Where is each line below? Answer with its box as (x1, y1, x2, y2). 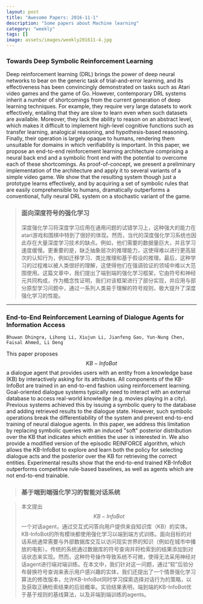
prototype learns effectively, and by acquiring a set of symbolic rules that (6, 180, 188, 187)
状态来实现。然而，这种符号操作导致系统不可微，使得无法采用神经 (26, 553, 191, 560)
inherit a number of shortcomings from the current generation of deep (6, 96, 181, 103)
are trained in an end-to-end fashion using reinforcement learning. (25, 382, 192, 389)
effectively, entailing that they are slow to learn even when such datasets (6, 109, 188, 117)
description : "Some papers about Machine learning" (6, 20, 139, 26)
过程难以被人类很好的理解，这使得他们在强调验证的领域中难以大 (31, 261, 191, 269)
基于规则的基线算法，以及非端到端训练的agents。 (26, 591, 150, 599)
